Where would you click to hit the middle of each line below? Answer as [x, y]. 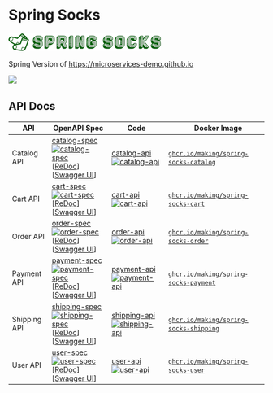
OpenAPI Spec [78, 129]
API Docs [32, 106]
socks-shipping [194, 329]
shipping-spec [77, 306]
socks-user [186, 370]
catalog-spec [75, 140]
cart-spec [69, 186]
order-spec [71, 223]
